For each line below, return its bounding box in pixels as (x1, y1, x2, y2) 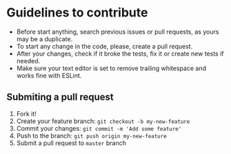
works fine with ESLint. (16, 71, 82, 80)
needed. (16, 56, 41, 65)
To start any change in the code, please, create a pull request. (16, 42, 193, 50)
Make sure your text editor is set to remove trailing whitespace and (16, 64, 206, 72)
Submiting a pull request (6, 91, 114, 103)
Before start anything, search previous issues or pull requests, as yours (16, 27, 219, 36)
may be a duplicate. (16, 34, 73, 43)
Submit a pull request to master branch (16, 139, 127, 147)
